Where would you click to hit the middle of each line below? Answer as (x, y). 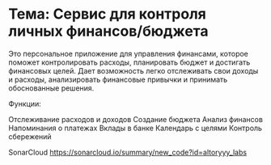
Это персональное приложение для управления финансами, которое (129, 53)
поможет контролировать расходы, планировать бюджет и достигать (129, 62)
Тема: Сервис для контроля (107, 14)
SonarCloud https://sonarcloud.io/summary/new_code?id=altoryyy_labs (128, 152)
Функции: (25, 104)
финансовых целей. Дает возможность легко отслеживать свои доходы (133, 70)
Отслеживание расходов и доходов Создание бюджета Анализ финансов (135, 119)
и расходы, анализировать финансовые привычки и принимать (118, 79)
